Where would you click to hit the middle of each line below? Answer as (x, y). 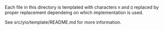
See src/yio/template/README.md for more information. (63, 22)
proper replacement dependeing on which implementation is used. (74, 12)
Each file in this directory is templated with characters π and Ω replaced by (82, 7)
